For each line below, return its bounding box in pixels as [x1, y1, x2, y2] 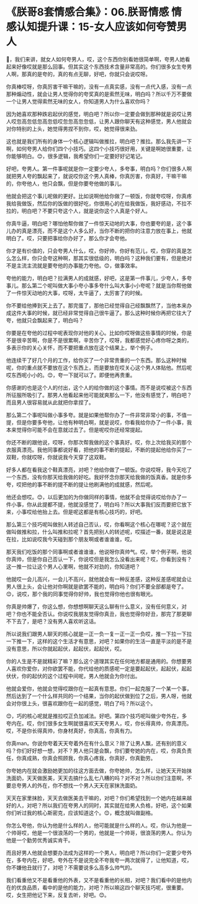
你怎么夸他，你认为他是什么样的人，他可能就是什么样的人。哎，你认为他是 [6, 822, 187, 829]
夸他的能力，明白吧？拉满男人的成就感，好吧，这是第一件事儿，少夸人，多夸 [6, 275, 192, 282]
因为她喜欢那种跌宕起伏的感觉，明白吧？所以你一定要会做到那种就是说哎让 [6, 110, 187, 117]
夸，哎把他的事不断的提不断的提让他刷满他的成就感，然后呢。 [6, 480, 156, 488]
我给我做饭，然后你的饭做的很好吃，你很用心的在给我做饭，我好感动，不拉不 [6, 199, 192, 207]
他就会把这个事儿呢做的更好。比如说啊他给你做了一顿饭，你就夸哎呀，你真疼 [6, 192, 192, 199]
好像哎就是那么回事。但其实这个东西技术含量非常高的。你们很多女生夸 [16, 63, 187, 70]
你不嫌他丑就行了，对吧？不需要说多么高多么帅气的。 [6, 864, 136, 871]
